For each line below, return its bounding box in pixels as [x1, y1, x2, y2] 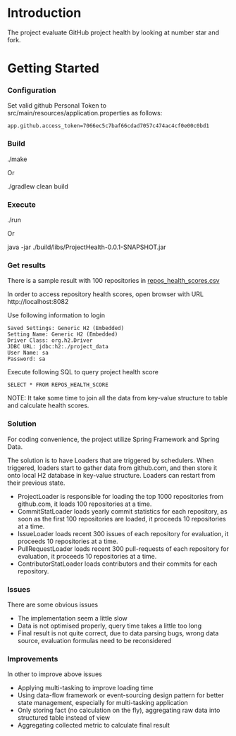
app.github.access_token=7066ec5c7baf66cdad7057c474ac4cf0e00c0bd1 [7, 122, 210, 129]
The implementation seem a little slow [17, 614, 128, 622]
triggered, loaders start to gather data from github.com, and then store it [7, 463, 218, 472]
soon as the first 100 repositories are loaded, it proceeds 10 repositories [17, 514, 227, 523]
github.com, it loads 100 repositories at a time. [17, 500, 152, 508]
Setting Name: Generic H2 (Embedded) [7, 331, 118, 338]
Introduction [7, 5, 82, 21]
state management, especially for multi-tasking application [17, 699, 188, 707]
